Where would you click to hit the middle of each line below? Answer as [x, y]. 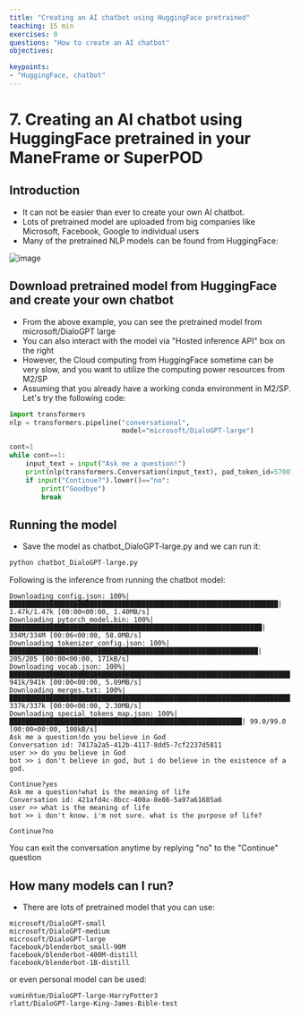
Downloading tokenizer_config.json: [77, 644]
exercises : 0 [34, 34]
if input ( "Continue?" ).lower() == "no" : [98, 480]
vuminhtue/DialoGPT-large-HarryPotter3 [84, 996]
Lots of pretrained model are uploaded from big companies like [138, 221]
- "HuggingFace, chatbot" [57, 76]
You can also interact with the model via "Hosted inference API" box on [154, 340]
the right [38, 350]
